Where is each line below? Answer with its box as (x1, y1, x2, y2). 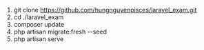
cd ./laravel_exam (13, 13, 64, 21)
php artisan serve (13, 35, 64, 43)
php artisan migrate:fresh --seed (13, 27, 108, 36)
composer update (13, 21, 65, 28)
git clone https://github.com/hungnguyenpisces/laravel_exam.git (13, 6, 197, 14)
